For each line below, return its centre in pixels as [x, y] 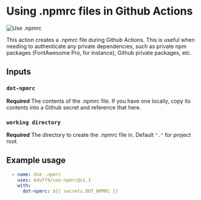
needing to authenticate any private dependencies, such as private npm [97, 46]
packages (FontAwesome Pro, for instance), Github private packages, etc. [99, 52]
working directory [33, 122]
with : [24, 186]
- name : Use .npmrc [37, 174]
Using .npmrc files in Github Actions [100, 11]
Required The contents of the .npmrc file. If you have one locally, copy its [98, 101]
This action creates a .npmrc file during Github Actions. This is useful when [100, 40]
